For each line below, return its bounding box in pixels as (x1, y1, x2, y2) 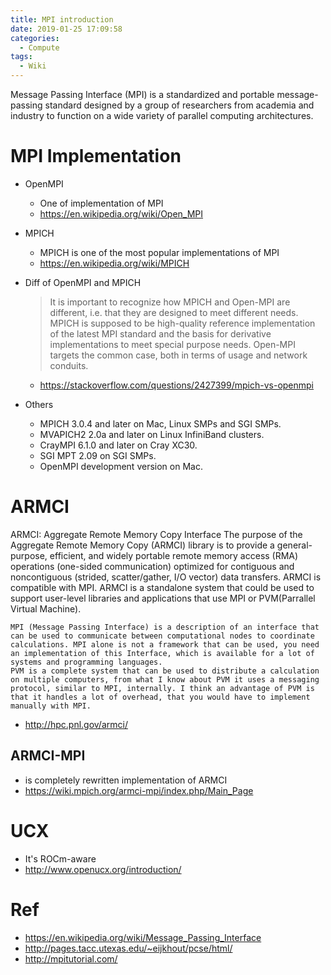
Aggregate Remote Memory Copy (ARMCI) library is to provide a (10, 539, 275, 551)
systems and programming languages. (10, 657, 163, 667)
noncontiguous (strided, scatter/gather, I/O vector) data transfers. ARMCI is (10, 571, 322, 583)
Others (24, 398, 54, 410)
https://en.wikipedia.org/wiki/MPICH (39, 257, 190, 269)
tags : (10, 52, 33, 62)
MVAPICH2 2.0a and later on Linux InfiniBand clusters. (39, 428, 265, 440)
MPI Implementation (10, 145, 182, 168)
